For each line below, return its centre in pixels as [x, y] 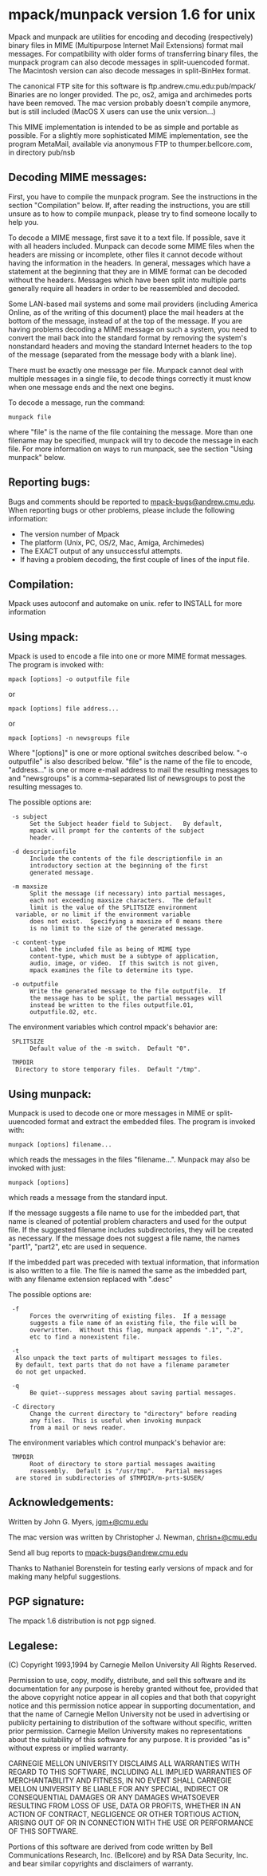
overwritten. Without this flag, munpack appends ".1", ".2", [137, 1330]
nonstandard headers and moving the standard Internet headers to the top [130, 346]
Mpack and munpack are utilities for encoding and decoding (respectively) [131, 37]
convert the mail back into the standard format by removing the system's [128, 337]
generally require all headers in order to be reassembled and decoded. [124, 288]
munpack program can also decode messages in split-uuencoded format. [129, 62]
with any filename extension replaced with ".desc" [90, 1279]
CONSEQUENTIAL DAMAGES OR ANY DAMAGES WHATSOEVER [114, 1797]
